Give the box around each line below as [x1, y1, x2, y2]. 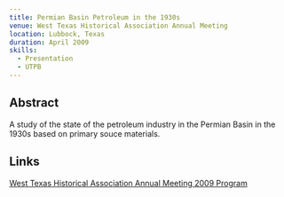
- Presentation [17, 54, 74, 63]
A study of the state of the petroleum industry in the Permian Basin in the [9, 119, 276, 130]
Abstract [9, 95, 59, 111]
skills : [9, 46, 38, 55]
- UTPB [17, 63, 42, 72]
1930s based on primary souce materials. [9, 128, 161, 138]
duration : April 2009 [9, 37, 90, 47]
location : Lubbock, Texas [9, 29, 105, 38]
